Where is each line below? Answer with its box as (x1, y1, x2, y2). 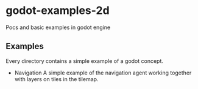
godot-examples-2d (5, 4, 110, 18)
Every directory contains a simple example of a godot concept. (5, 57, 164, 64)
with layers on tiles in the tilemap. (14, 75, 99, 82)
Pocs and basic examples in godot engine (5, 24, 111, 31)
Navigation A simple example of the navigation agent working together (14, 69, 192, 76)
